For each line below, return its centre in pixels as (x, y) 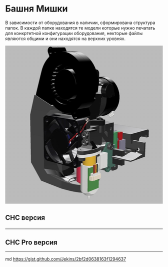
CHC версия (25, 218)
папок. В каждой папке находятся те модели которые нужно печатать (80, 28)
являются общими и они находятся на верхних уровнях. (65, 39)
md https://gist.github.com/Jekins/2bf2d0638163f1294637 (66, 259)
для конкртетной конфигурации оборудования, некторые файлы (74, 33)
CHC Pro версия (31, 242)
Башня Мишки (36, 9)
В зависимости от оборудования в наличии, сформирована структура (80, 23)
